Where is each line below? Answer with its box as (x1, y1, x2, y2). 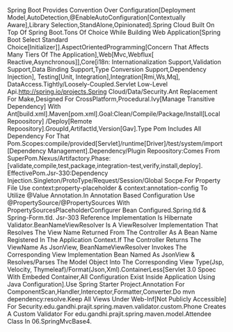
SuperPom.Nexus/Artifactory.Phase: (7, 154, 111, 163)
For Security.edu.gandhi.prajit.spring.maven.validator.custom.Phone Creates (7, 303, 226, 310)
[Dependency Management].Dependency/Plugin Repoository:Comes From (7, 146, 220, 155)
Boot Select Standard (7, 36, 68, 44)
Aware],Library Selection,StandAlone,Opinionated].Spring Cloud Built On (7, 21, 215, 29)
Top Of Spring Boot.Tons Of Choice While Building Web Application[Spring (7, 28, 221, 36)
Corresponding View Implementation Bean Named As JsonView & (7, 250, 195, 259)
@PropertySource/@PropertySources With (7, 199, 130, 206)
